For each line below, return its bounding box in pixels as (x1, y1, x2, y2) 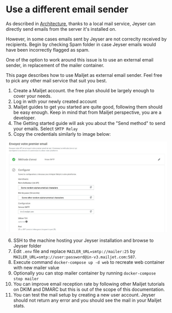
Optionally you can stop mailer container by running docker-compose (13, 270, 156, 276)
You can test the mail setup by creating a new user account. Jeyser (13, 291, 156, 298)
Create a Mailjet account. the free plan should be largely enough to (13, 87, 155, 93)
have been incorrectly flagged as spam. (6, 47, 90, 53)
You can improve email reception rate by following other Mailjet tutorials (13, 281, 165, 287)
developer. (13, 114, 36, 121)
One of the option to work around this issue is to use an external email (6, 56, 154, 62)
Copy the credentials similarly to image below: (13, 131, 111, 137)
